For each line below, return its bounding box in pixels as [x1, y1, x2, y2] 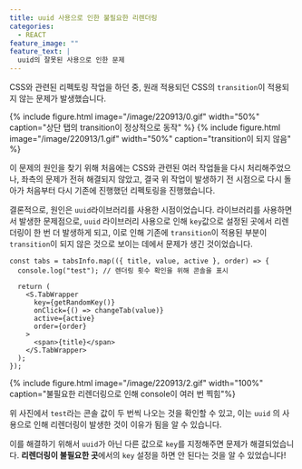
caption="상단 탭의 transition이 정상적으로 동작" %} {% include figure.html [9, 122, 281, 133]
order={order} [33, 322, 88, 331]
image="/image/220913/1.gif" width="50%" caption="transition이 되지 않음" [9, 134, 292, 144]
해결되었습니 [249, 438, 295, 449]
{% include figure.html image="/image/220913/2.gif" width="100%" [9, 378, 264, 388]
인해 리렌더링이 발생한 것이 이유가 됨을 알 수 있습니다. [33, 419, 222, 430]
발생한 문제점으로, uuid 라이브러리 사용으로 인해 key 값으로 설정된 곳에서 [18, 215, 273, 226]
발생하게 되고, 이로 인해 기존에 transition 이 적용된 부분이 [62, 227, 268, 237]
